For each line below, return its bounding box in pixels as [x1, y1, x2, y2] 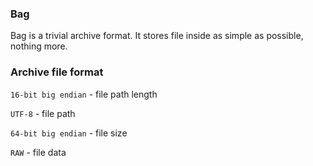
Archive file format [10, 65, 104, 79]
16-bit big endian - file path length [10, 88, 158, 100]
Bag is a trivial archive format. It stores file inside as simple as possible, [10, 30, 304, 42]
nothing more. [10, 40, 68, 52]
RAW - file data [10, 146, 67, 158]
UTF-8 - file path [10, 107, 76, 119]
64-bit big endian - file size [10, 127, 128, 139]
